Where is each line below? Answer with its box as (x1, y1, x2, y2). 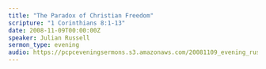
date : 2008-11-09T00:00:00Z (8, 26, 101, 34)
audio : (8, 48, 30, 56)
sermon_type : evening (8, 41, 80, 49)
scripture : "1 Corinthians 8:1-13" (8, 19, 126, 27)
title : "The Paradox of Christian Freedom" (8, 11, 154, 20)
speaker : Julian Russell (8, 33, 90, 42)
